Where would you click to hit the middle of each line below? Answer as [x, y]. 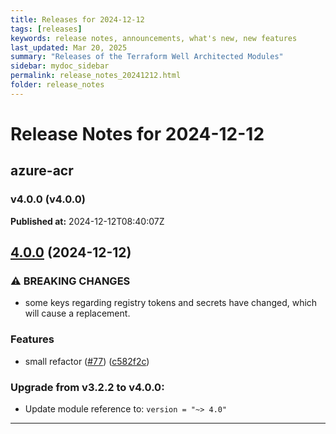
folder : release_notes [57, 85]
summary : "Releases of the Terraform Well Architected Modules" [147, 57]
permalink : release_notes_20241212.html [96, 76]
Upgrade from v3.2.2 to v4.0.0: [87, 387]
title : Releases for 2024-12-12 [77, 19]
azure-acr [42, 171]
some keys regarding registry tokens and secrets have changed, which [171, 303]
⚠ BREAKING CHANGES [70, 281]
